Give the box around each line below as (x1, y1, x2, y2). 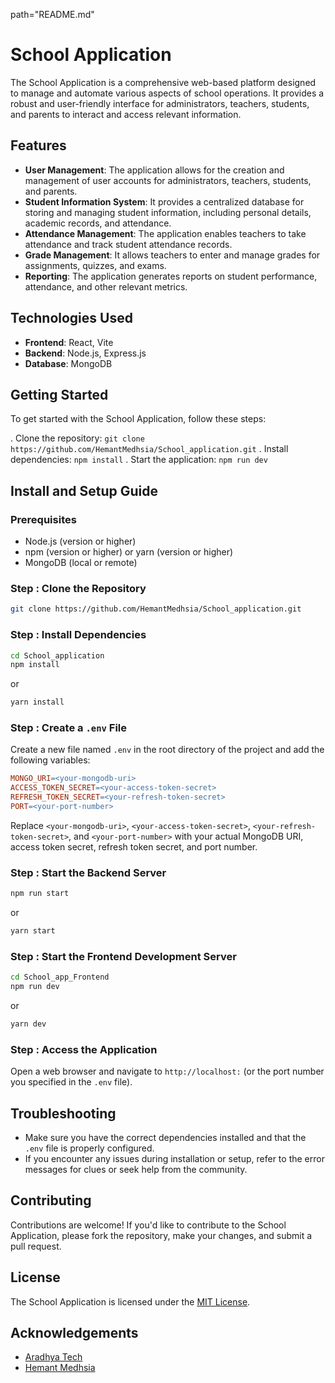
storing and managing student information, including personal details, (24, 206, 312, 218)
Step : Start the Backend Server (10, 865, 167, 879)
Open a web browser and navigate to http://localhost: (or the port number (10, 1065, 325, 1078)
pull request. (10, 1240, 62, 1252)
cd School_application (10, 650, 105, 661)
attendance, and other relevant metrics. (24, 280, 188, 293)
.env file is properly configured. (24, 1142, 155, 1154)
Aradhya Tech (24, 1351, 83, 1363)
